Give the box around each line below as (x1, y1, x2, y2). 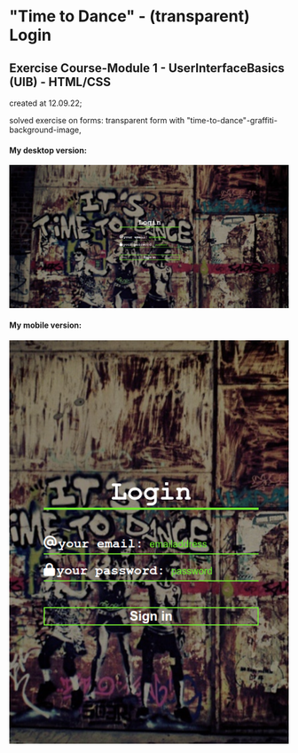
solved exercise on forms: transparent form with (9, 115, 185, 125)
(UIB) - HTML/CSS (9, 74, 112, 90)
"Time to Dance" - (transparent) (9, 6, 250, 27)
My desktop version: (9, 145, 87, 155)
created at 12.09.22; (9, 98, 82, 108)
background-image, (9, 124, 82, 135)
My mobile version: (9, 320, 82, 330)
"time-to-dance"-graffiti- (186, 115, 278, 125)
